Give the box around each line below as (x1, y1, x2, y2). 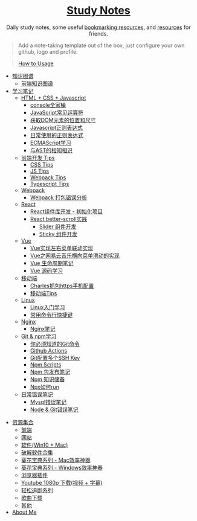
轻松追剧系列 (21, 487, 53, 494)
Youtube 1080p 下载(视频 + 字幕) (21, 479, 103, 486)
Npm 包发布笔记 (30, 368, 71, 375)
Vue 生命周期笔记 (30, 259, 74, 266)
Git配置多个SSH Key (30, 354, 80, 361)
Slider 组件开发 (39, 223, 77, 230)
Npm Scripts (30, 360, 62, 368)
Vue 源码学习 (30, 267, 63, 274)
